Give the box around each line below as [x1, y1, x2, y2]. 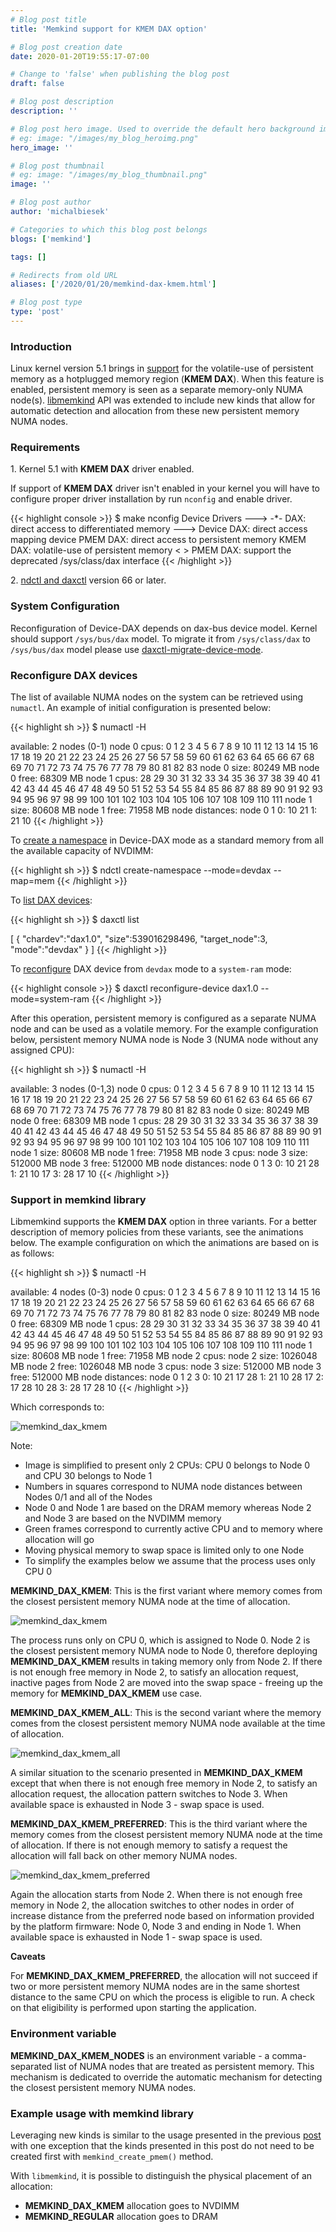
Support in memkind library [10, 1192, 147, 1206]
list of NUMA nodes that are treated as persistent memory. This [54, 2060, 315, 2072]
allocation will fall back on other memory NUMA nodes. [10, 1850, 238, 1862]
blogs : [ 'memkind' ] [10, 234, 92, 244]
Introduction [10, 339, 72, 353]
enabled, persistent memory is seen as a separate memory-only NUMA [10, 384, 303, 396]
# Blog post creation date [10, 42, 123, 52]
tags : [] [10, 252, 47, 262]
